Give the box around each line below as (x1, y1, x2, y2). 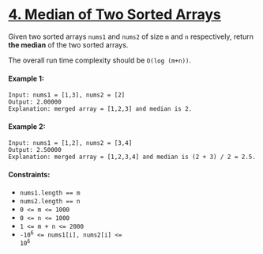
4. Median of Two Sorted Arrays (8, 6, 221, 24)
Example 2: (8, 121, 46, 131)
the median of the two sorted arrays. (8, 40, 129, 49)
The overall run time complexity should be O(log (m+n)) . (8, 55, 192, 65)
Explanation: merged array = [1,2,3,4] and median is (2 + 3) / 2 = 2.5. (8, 153, 257, 161)
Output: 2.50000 (8, 146, 62, 154)
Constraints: (8, 169, 51, 179)
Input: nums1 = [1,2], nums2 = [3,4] (8, 139, 133, 147)
